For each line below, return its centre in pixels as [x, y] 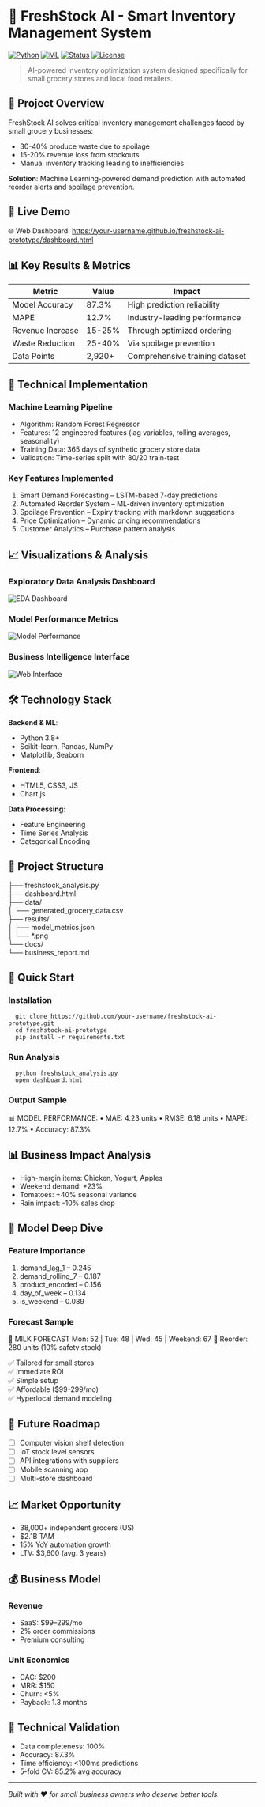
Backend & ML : [33, 723]
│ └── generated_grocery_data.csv [66, 911]
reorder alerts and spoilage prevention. [71, 187]
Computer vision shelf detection [72, 1443]
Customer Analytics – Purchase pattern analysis [97, 529]
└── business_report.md [49, 953]
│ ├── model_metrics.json [51, 928]
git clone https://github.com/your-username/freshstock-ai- [116, 1016]
